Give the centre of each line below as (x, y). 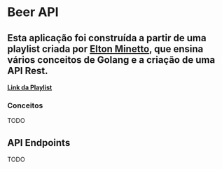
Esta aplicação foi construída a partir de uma (107, 38)
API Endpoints (39, 143)
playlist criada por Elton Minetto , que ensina (105, 49)
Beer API (33, 12)
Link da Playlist (30, 87)
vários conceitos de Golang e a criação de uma (111, 60)
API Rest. (28, 71)
